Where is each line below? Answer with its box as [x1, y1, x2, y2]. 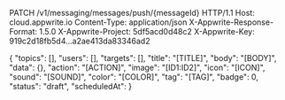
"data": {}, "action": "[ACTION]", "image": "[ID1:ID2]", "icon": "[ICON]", [9, 62, 266, 73]
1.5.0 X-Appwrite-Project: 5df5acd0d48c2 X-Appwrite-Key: [39, 27, 255, 36]
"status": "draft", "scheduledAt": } [9, 81, 133, 91]
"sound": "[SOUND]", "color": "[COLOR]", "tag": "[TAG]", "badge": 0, [9, 72, 259, 82]
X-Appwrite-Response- [189, 17, 274, 27]
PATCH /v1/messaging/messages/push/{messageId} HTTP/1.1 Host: [9, 8, 255, 18]
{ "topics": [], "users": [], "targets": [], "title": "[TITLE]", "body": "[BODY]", [9, 53, 277, 63]
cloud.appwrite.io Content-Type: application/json [9, 17, 188, 27]
